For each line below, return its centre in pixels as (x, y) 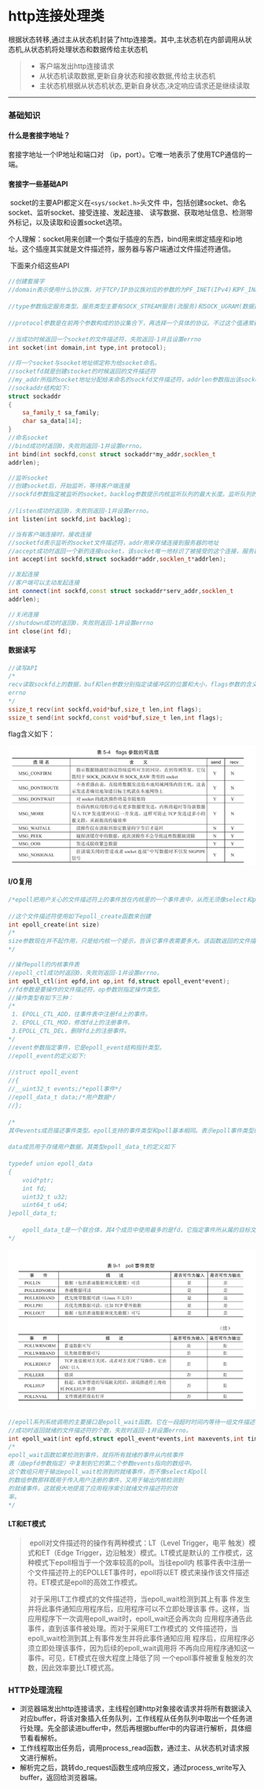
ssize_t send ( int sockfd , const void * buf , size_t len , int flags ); (115, 718)
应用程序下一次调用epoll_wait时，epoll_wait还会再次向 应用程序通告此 (140, 1618)
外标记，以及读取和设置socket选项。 (67, 223)
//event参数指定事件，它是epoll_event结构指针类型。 (87, 1047)
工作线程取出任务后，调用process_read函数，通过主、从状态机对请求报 (134, 1747)
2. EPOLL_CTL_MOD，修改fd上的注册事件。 (72, 1023)
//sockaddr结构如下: (39, 388)
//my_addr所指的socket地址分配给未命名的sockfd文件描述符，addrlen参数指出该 (125, 379)
